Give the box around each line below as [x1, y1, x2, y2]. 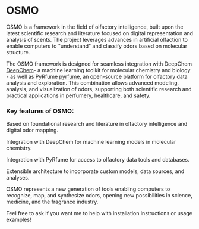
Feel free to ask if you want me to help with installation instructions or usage [6, 210, 193, 217]
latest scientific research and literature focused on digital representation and [6, 29, 194, 36]
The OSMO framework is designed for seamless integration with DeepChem [6, 60, 192, 67]
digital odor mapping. [6, 126, 58, 134]
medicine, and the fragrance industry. [6, 198, 99, 206]
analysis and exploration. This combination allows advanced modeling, [6, 79, 179, 86]
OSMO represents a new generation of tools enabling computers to [6, 185, 170, 193]
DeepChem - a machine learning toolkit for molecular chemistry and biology [6, 66, 191, 73]
